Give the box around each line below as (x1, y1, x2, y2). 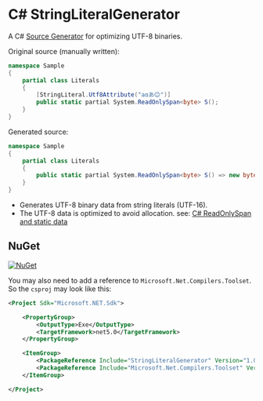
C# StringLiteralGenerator (8, 5, 180, 24)
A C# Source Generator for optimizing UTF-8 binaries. (8, 31, 182, 41)
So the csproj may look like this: (8, 284, 112, 293)
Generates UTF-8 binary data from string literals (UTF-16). (19, 200, 208, 210)
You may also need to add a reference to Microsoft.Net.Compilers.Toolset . (8, 275, 252, 285)
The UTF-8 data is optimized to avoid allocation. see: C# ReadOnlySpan (19, 209, 252, 218)
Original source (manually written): (8, 46, 120, 56)
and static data (19, 217, 68, 227)
